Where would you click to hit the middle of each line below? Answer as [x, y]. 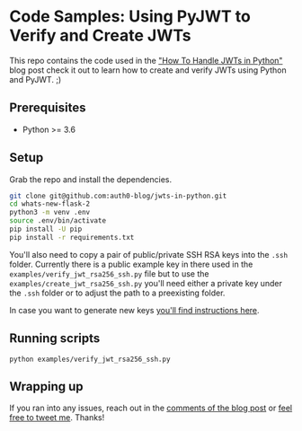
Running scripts [55, 339]
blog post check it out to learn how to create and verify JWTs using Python [148, 70]
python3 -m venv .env [50, 213]
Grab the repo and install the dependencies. [91, 179]
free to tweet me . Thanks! [57, 418]
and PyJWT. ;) [36, 79]
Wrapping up [46, 387]
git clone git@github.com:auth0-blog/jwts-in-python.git [118, 196]
